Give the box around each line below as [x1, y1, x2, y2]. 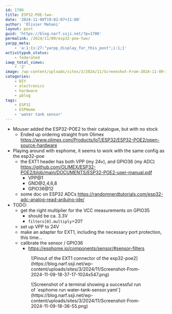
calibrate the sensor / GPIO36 [20, 239, 83, 246]
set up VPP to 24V [20, 223, 59, 230]
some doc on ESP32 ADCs [20, 191, 77, 197]
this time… [20, 234, 42, 240]
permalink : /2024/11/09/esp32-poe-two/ [5, 36, 91, 41]
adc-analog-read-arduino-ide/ [20, 196, 84, 202]
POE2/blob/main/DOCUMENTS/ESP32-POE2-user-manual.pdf [20, 169, 153, 175]
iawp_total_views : [5, 60, 45, 65]
